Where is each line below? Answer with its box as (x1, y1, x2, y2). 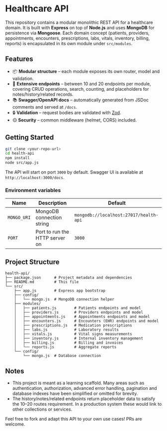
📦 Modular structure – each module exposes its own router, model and (12, 68, 160, 74)
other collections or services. (12, 406, 73, 412)
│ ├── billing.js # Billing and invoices (14, 340, 123, 345)
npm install (5, 156, 30, 161)
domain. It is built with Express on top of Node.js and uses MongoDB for (5, 24, 155, 30)
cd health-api (5, 151, 35, 156)
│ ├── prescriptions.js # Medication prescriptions (14, 323, 133, 328)
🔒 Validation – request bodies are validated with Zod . (12, 110, 121, 116)
